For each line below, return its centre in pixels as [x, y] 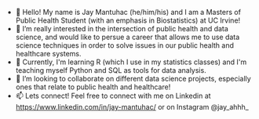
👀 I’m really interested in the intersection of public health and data [122, 29]
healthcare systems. [48, 54]
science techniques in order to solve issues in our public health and [124, 45]
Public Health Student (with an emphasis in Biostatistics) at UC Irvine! [128, 20]
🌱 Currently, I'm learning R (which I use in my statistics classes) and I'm [131, 62]
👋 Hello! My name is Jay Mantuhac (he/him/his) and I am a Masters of [128, 12]
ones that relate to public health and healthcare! [93, 87]
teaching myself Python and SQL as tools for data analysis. [111, 70]
